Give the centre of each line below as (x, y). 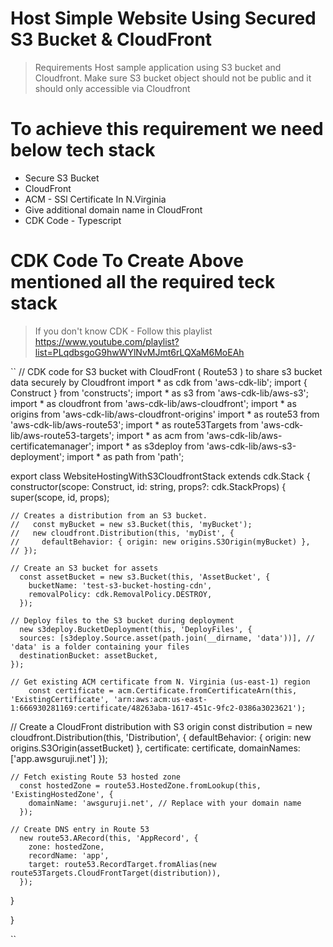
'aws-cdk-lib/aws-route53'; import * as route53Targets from (134, 424)
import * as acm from (160, 435)
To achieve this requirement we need (167, 129)
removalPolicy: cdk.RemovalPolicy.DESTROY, (120, 594)
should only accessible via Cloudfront (112, 88)
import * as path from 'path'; (125, 456)
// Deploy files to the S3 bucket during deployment (122, 620)
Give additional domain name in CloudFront (113, 209)
